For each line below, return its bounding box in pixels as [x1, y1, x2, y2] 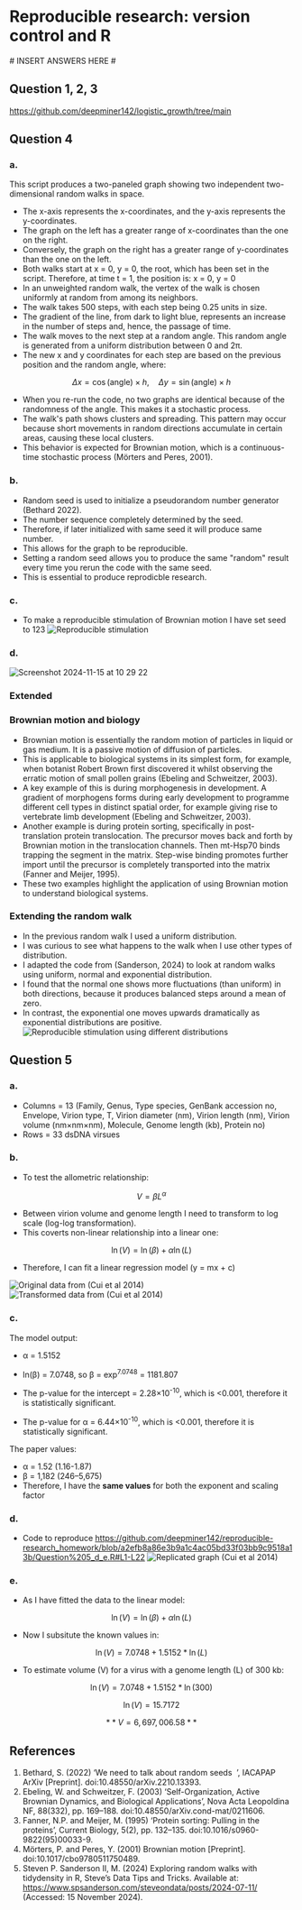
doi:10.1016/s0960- [188, 1824, 260, 1836]
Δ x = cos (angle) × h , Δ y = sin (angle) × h [71, 377, 232, 388]
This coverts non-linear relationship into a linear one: [22, 1227, 219, 1238]
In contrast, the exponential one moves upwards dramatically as [22, 1007, 261, 1018]
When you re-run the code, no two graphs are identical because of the [22, 394, 286, 405]
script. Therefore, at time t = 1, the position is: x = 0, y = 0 [22, 273, 236, 284]
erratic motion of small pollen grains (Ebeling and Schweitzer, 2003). [22, 773, 278, 784]
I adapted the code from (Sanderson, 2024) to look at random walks [22, 959, 276, 970]
